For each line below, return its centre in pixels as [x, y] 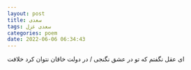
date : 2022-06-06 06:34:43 [46, 40]
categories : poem [32, 33]
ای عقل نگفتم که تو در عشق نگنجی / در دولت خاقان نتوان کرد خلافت [96, 59]
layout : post [26, 14]
